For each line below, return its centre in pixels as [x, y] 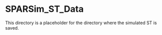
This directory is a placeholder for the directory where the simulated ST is [81, 23]
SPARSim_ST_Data [44, 9]
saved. [12, 28]
